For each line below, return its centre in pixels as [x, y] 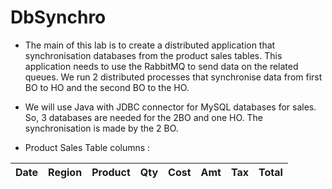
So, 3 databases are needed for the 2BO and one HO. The [143, 117]
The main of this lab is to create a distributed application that [150, 45]
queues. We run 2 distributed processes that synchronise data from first [173, 77]
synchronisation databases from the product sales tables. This [153, 55]
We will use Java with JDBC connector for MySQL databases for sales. [170, 107]
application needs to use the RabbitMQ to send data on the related [161, 66]
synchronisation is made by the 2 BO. [101, 128]
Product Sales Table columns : [87, 147]
